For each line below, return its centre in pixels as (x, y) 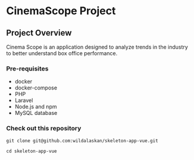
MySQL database (36, 113)
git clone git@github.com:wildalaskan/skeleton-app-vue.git (82, 140)
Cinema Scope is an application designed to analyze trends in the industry (97, 47)
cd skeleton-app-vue (32, 151)
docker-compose (36, 88)
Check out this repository (44, 129)
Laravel (24, 100)
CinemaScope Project (61, 11)
